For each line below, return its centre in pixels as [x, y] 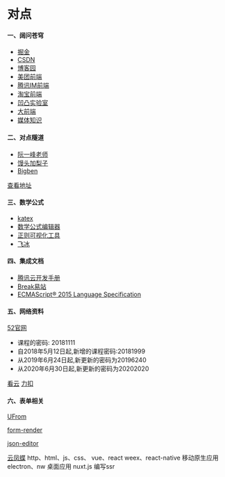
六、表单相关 [25, 401]
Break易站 [32, 286]
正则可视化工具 [39, 235]
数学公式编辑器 [39, 226]
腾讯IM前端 [33, 86]
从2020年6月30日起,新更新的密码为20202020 [83, 369]
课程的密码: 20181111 [46, 343]
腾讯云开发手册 [39, 278]
